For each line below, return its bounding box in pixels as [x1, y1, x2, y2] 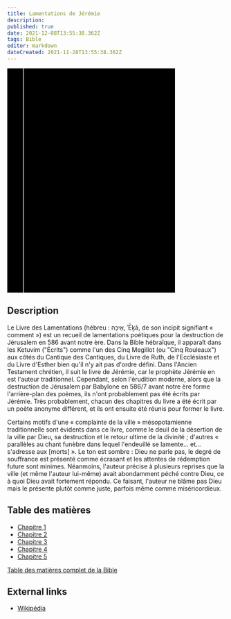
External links [7, 586, 68, 597]
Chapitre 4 [17, 545, 48, 553]
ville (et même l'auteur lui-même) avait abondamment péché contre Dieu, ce [7, 469, 225, 477]
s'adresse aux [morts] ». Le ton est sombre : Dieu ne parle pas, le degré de [7, 447, 221, 455]
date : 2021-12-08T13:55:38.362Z [7, 29, 100, 37]
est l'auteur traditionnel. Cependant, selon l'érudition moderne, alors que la [7, 375, 221, 383]
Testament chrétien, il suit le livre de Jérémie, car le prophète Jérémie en [7, 367, 216, 375]
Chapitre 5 [17, 552, 48, 561]
